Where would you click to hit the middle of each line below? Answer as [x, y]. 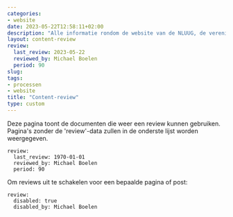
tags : [15, 78]
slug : [15, 71]
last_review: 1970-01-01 [49, 157]
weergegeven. [28, 138]
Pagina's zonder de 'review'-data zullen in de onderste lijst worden [103, 131]
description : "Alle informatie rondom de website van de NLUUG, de [107, 33]
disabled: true [35, 201]
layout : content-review [42, 40]
